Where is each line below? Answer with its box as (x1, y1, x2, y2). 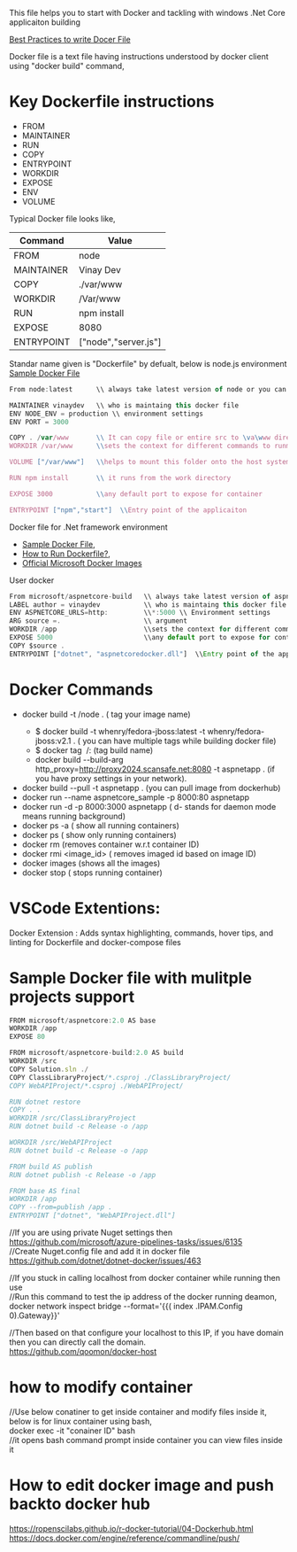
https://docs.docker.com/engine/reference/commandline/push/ (9, 1533, 240, 1543)
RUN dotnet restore (9, 1098, 81, 1106)
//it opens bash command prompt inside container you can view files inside (9, 1434, 283, 1445)
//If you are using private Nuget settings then (9, 1227, 173, 1238)
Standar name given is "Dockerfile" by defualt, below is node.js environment (9, 358, 287, 369)
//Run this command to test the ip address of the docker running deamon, (9, 1292, 277, 1301)
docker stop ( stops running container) (21, 867, 164, 878)
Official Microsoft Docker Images (21, 557, 143, 568)
